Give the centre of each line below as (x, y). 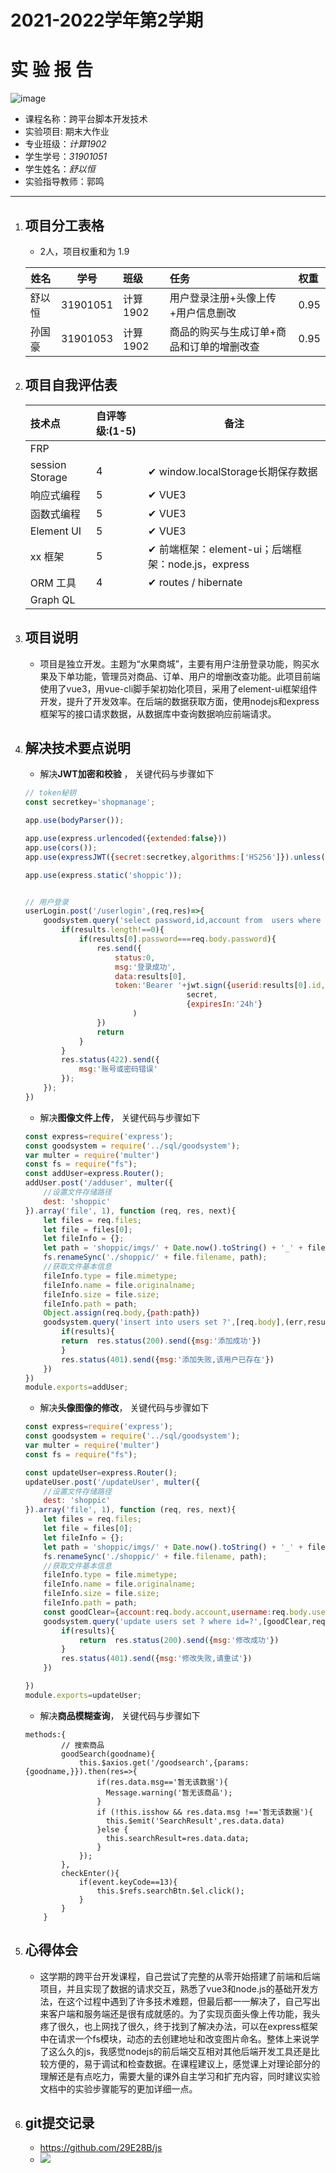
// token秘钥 (50, 793)
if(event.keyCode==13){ (128, 1882)
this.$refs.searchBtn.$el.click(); (170, 1891)
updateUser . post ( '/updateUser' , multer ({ (112, 1482)
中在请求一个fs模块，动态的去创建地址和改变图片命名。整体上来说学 (179, 2038)
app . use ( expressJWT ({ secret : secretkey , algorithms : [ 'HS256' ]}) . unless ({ (177, 857)
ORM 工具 (53, 583)
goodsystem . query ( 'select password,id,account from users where (182, 921)
